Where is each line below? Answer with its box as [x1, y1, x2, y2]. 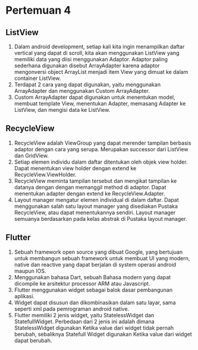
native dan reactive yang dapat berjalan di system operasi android [14, 261, 177, 268]
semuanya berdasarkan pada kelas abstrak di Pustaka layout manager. [14, 215, 188, 222]
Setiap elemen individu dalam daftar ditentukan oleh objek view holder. [14, 158, 188, 165]
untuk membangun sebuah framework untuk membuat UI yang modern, [14, 254, 190, 262]
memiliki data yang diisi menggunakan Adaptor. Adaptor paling [14, 56, 168, 62]
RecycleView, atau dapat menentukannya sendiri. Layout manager [14, 209, 176, 216]
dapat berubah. [14, 337, 52, 344]
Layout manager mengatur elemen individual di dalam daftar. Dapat [14, 196, 179, 203]
